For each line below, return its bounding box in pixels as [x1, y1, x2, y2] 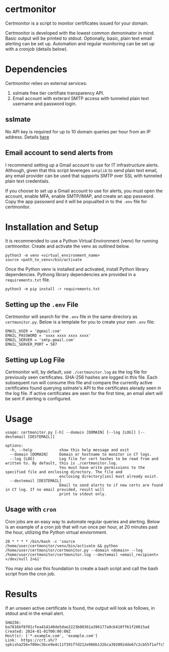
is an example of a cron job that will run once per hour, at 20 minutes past [5, 524, 158, 530]
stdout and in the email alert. [5, 610, 64, 616]
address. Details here [5, 134, 49, 140]
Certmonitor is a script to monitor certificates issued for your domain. [5, 20, 149, 26]
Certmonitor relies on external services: [5, 80, 88, 86]
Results [5, 589, 38, 600]
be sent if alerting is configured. [5, 396, 71, 402]
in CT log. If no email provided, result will [5, 487, 105, 492]
